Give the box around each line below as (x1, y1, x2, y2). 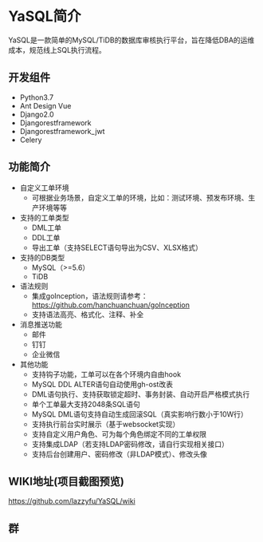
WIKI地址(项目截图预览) (8, 474, 125, 488)
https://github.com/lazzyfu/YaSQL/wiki (8, 497, 135, 506)
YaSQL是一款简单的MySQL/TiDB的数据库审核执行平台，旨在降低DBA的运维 (8, 35, 255, 45)
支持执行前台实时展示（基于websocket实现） (31, 419, 180, 429)
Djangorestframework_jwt (19, 126, 105, 136)
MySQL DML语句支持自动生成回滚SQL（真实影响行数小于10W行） (31, 409, 249, 419)
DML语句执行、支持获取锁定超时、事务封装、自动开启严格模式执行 (31, 389, 250, 399)
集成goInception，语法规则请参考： (31, 291, 148, 300)
